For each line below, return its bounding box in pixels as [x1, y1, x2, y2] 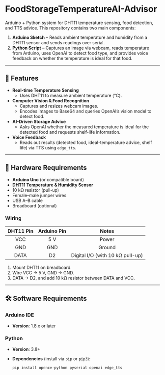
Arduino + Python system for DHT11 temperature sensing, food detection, [5, 20, 154, 26]
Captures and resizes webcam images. [19, 103, 99, 109]
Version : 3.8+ [12, 346, 41, 352]
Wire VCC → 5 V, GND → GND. [12, 269, 75, 276]
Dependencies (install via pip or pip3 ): [12, 355, 91, 362]
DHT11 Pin [7, 228, 33, 234]
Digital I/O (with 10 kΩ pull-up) [71, 252, 143, 259]
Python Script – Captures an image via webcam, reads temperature [12, 45, 150, 51]
